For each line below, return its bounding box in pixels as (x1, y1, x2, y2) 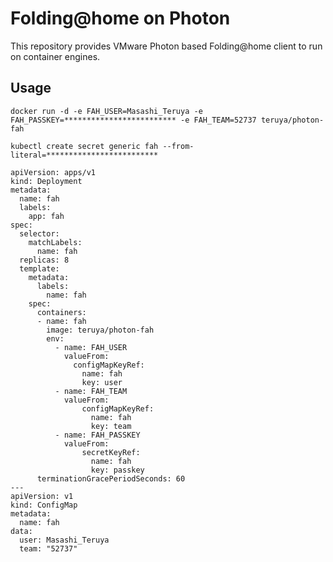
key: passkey (90, 465, 145, 475)
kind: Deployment (10, 176, 83, 186)
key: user (81, 377, 123, 387)
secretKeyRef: (81, 447, 141, 457)
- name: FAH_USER (54, 342, 128, 352)
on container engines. (10, 50, 101, 62)
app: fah (28, 211, 65, 221)
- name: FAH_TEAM (54, 386, 128, 396)
